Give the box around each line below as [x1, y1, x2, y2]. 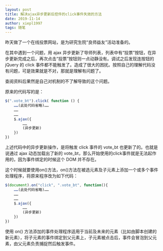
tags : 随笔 [5, 25, 26, 30]
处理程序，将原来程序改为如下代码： [5, 173, 78, 179]
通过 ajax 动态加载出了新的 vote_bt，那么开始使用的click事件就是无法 [9, 150, 148, 156]
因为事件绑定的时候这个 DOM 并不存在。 [18, 157, 99, 162]
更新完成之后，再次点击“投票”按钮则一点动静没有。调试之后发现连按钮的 [9, 56, 155, 62]
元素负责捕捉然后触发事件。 [21, 240, 78, 247]
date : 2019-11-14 [5, 16, 41, 21]
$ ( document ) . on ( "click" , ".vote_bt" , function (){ [5, 183, 108, 188]
